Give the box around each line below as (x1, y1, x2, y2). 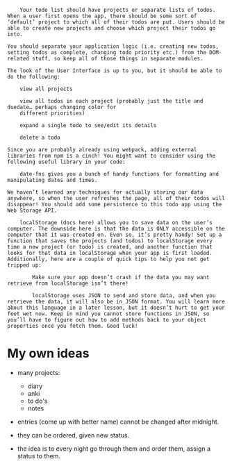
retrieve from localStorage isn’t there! (7, 280, 129, 287)
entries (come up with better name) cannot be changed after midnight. (17, 417, 219, 426)
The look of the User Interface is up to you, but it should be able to (7, 67, 222, 74)
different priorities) (19, 110, 85, 117)
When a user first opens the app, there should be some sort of (7, 13, 197, 19)
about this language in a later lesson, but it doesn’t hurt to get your (7, 304, 226, 311)
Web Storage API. (7, 207, 58, 214)
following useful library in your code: (7, 158, 126, 165)
